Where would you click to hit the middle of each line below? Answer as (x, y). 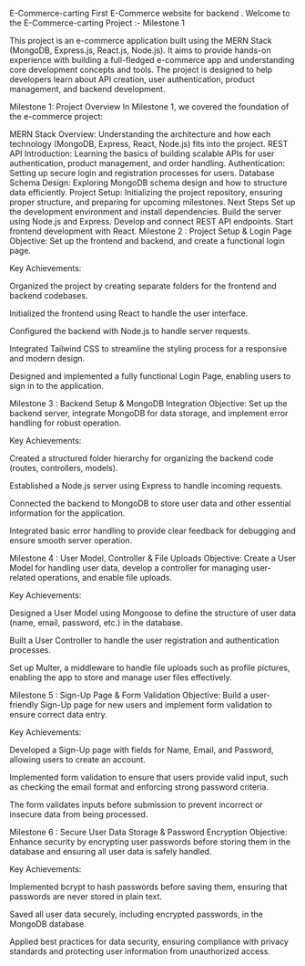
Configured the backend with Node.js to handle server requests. (130, 331)
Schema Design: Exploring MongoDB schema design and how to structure (148, 183)
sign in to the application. (57, 386)
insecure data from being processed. (79, 814)
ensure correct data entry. (58, 714)
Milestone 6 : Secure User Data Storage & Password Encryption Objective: (149, 832)
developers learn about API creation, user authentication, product (132, 79)
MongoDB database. (48, 924)
